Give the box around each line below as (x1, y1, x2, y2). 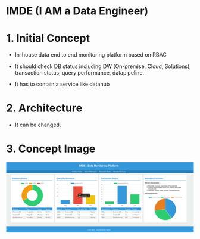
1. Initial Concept (6, 32, 90, 45)
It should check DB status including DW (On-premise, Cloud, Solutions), (14, 63, 192, 70)
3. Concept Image (6, 142, 96, 156)
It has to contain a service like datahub (14, 80, 110, 88)
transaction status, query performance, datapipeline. (14, 69, 145, 76)
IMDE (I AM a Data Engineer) (6, 4, 149, 18)
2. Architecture (6, 101, 83, 115)
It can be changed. (14, 121, 61, 129)
